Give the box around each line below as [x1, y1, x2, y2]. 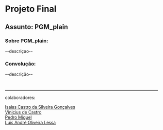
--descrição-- [5, 71, 33, 77]
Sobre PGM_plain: [5, 37, 49, 44]
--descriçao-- [5, 48, 33, 54]
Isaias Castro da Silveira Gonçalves [5, 104, 76, 110]
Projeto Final [5, 3, 57, 15]
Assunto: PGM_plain [5, 23, 68, 31]
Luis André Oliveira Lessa [5, 120, 56, 126]
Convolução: [5, 60, 36, 67]
